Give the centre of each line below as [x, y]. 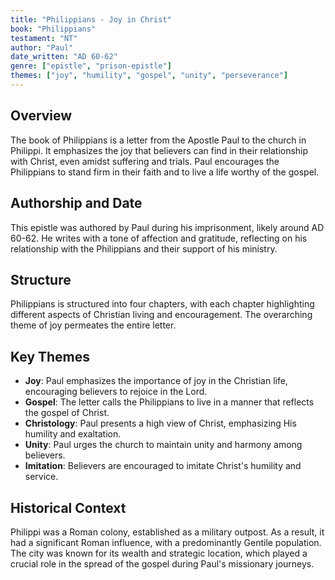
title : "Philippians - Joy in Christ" [91, 19]
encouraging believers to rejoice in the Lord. [116, 392]
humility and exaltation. [73, 434]
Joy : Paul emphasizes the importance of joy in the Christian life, [156, 381]
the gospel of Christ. [67, 413]
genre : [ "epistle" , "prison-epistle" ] [91, 66]
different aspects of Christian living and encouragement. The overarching [161, 315]
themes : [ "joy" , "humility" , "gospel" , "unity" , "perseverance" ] [149, 76]
